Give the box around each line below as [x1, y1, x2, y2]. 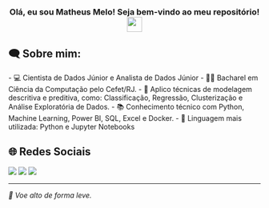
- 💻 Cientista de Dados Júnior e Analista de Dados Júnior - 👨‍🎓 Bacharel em [8, 73, 259, 82]
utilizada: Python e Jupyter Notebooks [8, 122, 135, 131]
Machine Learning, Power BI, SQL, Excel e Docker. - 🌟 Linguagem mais [8, 113, 243, 122]
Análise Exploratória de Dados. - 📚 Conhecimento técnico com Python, [8, 102, 244, 111]
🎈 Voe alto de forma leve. [8, 190, 92, 200]
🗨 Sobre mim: [8, 47, 82, 61]
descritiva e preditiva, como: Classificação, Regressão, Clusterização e [8, 93, 243, 102]
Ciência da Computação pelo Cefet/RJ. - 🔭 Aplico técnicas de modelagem [8, 84, 252, 94]
